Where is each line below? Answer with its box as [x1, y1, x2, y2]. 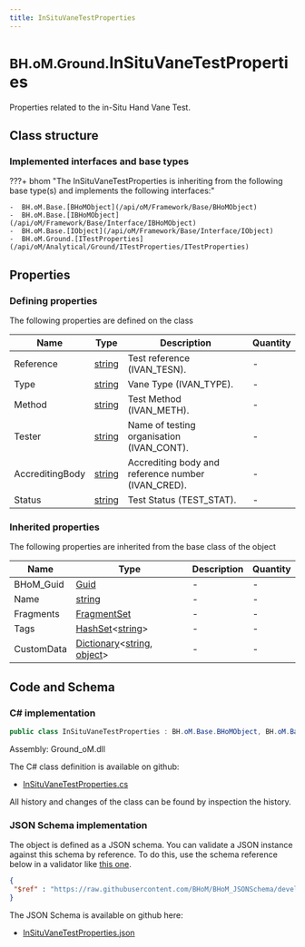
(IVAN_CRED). [127, 478, 188, 491]
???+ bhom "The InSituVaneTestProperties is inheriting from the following [9, 176, 283, 187]
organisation [127, 430, 182, 443]
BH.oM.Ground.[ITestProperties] [21, 235, 144, 244]
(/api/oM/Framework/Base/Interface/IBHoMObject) [9, 219, 197, 228]
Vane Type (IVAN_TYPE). [127, 377, 234, 390]
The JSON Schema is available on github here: [9, 909, 183, 921]
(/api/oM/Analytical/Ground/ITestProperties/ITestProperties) [9, 242, 250, 252]
